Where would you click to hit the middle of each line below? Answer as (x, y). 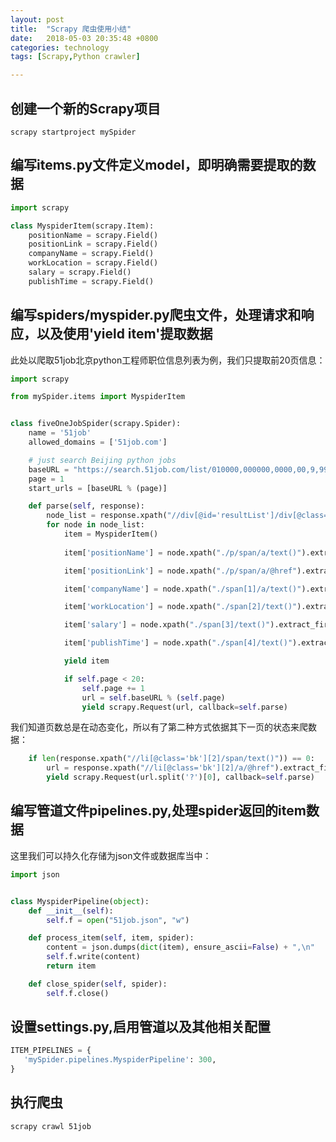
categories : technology (60, 47)
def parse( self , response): (86, 506)
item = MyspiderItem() (111, 534)
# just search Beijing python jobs (102, 460)
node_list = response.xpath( (107, 516)
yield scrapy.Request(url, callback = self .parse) (184, 707)
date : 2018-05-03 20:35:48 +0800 (84, 38)
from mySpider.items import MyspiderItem (98, 397)
